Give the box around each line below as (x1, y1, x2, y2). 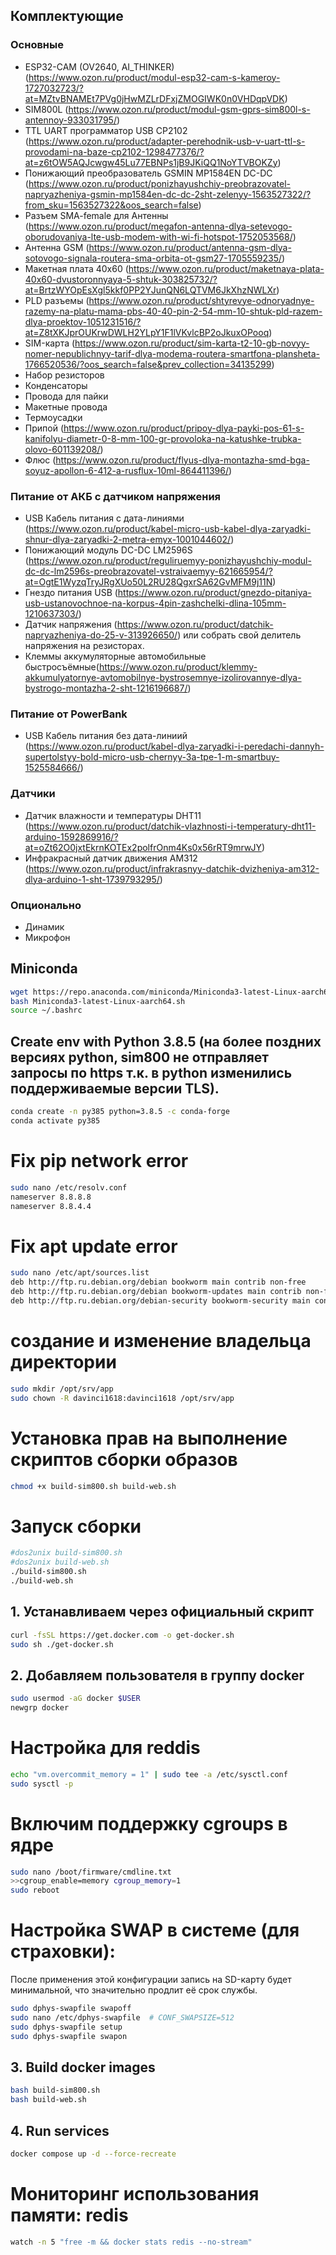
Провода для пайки (24, 390, 109, 402)
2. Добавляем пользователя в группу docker (10, 1667, 305, 1684)
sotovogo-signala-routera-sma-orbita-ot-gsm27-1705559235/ (24, 252, 283, 264)
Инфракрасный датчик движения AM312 (24, 852, 198, 864)
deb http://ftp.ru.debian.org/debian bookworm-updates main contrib (10, 1287, 302, 1297)
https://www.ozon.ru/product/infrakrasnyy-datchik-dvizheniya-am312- (28, 862, 320, 874)
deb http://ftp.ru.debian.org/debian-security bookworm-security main (10, 1296, 311, 1306)
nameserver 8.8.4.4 (10, 1201, 92, 1211)
